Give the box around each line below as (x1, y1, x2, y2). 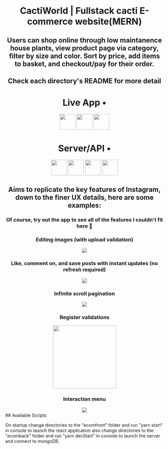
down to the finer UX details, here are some (15, 193, 154, 202)
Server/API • (58, 143, 111, 154)
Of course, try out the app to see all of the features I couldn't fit (6, 216, 163, 223)
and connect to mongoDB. (5, 438, 60, 444)
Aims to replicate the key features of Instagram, (8, 185, 161, 194)
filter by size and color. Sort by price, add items (9, 52, 160, 60)
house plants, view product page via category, (10, 43, 159, 53)
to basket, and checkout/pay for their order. (15, 60, 154, 68)
